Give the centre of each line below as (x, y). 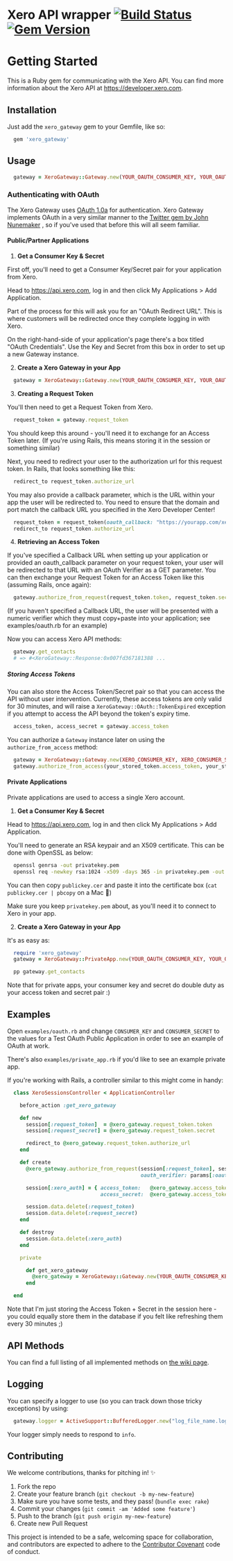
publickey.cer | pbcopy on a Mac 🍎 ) (60, 892)
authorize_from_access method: (53, 747)
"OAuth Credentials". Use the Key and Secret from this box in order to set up (116, 347)
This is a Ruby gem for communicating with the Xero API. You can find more (115, 81)
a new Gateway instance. (43, 354)
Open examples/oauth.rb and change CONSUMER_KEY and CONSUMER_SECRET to (113, 1031)
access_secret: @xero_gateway (145, 1194)
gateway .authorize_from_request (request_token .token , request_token (114, 597)
